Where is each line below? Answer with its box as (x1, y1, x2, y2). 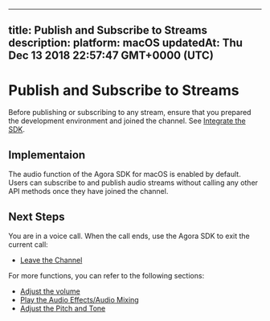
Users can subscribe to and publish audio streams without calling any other (8, 178, 259, 187)
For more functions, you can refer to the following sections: (8, 270, 205, 280)
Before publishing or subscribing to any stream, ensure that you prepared (8, 108, 252, 117)
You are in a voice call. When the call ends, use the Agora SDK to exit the (8, 231, 251, 241)
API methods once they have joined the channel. (8, 187, 169, 196)
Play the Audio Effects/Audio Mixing (19, 294, 139, 304)
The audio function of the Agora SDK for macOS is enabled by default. (8, 170, 241, 179)
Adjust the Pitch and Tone (19, 303, 106, 313)
